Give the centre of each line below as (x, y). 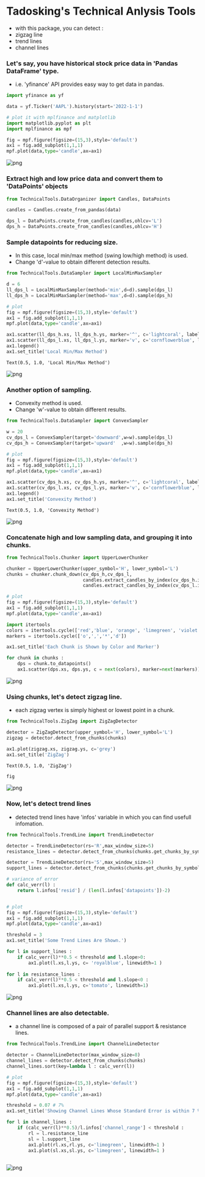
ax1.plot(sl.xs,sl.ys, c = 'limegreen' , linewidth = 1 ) (97, 1150)
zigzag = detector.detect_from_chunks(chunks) (67, 738)
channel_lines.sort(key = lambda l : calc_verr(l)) (71, 1067)
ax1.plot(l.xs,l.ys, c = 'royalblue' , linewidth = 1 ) (95, 963)
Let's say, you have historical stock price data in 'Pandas (92, 63)
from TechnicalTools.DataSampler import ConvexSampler (77, 421)
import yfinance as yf (35, 96)
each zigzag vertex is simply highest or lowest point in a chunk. (95, 710)
